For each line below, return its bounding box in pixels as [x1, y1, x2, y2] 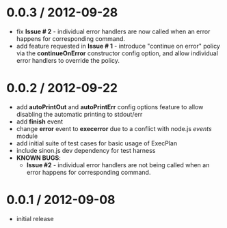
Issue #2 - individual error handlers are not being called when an [26, 160, 210, 169]
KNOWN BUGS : [16, 154, 61, 162]
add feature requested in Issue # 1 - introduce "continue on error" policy [16, 42, 220, 50]
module [16, 132, 38, 140]
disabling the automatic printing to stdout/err [16, 110, 143, 118]
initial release [16, 214, 54, 223]
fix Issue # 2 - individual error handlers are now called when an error [16, 27, 211, 35]
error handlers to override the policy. [16, 56, 120, 64]
